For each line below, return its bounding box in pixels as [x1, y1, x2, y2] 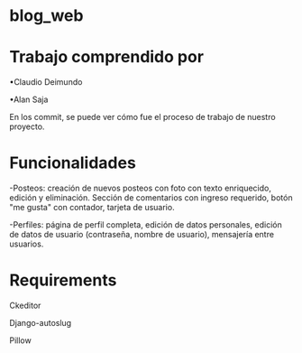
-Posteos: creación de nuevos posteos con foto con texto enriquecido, [9, 182, 272, 194]
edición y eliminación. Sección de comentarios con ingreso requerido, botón [9, 192, 293, 203]
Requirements [9, 270, 117, 291]
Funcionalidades [9, 153, 137, 173]
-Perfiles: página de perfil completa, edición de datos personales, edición [9, 219, 282, 230]
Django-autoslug [9, 318, 72, 328]
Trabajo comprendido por [9, 47, 205, 68]
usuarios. [9, 238, 44, 249]
